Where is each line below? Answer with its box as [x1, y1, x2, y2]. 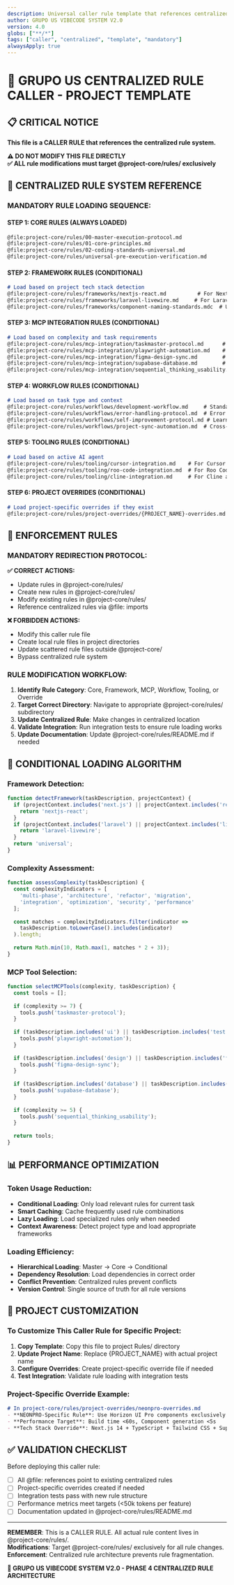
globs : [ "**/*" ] [7, 29, 54, 37]
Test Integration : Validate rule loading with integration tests [17, 1371, 189, 1380]
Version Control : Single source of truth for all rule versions [17, 1284, 187, 1293]
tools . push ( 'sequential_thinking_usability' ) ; [19, 1113, 157, 1120]
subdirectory [17, 708, 54, 716]
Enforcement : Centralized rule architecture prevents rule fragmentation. [7, 1550, 214, 1558]
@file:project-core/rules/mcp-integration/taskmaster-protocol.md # [7, 340, 226, 347]
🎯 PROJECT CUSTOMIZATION [7, 1305, 139, 1317]
